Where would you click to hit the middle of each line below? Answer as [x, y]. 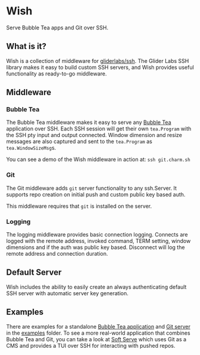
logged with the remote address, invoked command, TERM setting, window [99, 241]
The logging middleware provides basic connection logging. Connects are [97, 235]
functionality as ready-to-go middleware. [57, 74]
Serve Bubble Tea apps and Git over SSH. [57, 28]
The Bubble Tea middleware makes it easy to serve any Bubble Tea [89, 122]
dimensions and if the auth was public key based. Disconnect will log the [96, 247]
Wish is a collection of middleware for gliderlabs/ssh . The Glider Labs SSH [98, 60]
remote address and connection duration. [57, 254]
